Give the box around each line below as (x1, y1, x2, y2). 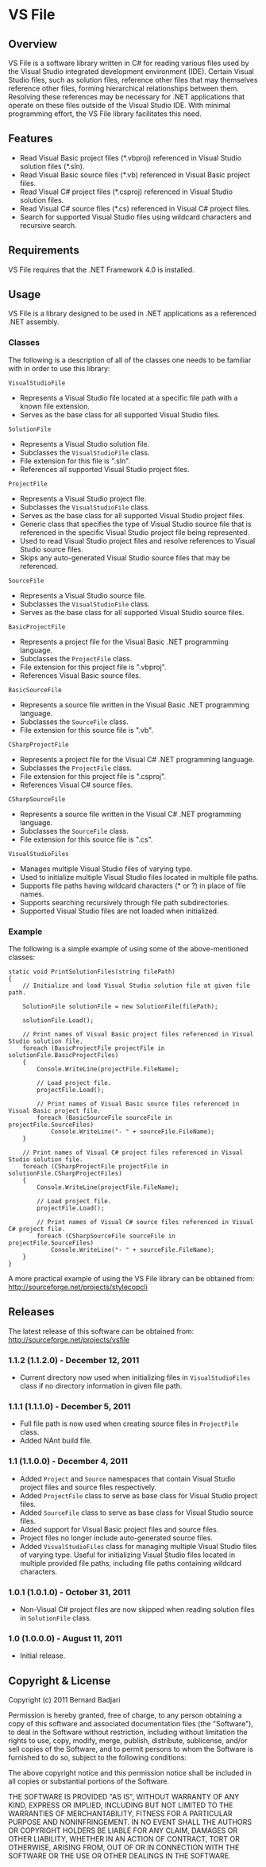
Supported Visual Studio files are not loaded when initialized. (19, 906, 219, 916)
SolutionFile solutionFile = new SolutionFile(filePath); (22, 1003, 218, 1011)
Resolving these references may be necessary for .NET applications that (8, 92, 245, 101)
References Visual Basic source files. (19, 670, 141, 680)
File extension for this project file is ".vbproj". (19, 662, 167, 672)
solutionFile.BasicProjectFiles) (8, 1052, 119, 1059)
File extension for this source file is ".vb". (19, 725, 154, 734)
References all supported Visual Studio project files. (19, 464, 190, 474)
